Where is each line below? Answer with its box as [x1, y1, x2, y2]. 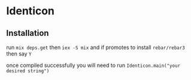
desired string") [6, 68, 50, 74]
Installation [6, 28, 49, 38]
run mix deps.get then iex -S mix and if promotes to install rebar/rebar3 [6, 44, 186, 51]
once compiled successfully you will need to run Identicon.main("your [6, 61, 181, 69]
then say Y [6, 50, 32, 57]
